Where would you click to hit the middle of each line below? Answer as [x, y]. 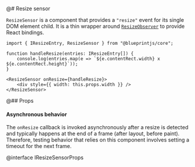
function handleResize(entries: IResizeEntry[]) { [70, 54]
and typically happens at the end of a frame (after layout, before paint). [93, 134]
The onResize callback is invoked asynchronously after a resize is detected [97, 127]
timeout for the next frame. [39, 146]
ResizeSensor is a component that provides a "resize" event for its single [95, 20]
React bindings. [25, 32]
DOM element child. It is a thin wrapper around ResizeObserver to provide [95, 26]
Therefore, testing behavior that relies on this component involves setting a [98, 140]
